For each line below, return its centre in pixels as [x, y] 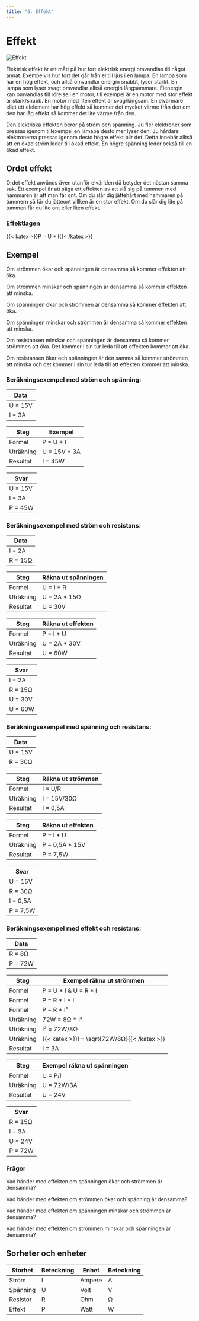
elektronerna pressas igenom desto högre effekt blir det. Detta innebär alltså [99, 137]
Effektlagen [23, 223]
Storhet [23, 1270]
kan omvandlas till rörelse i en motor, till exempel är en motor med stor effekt [99, 94]
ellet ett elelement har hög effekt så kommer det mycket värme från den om [98, 107]
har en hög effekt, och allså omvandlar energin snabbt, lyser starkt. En [92, 81]
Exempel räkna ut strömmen [104, 980]
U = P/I [52, 1075]
